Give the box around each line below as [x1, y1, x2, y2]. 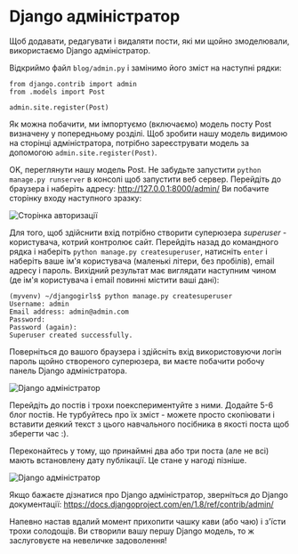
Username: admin [9, 299, 69, 308]
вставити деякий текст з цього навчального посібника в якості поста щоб [9, 419, 289, 429]
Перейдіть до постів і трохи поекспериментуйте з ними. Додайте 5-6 [9, 399, 274, 411]
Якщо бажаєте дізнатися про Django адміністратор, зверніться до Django [9, 489, 289, 500]
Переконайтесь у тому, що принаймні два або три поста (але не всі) [9, 445, 270, 456]
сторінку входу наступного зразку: [9, 192, 142, 203]
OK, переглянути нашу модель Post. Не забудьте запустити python [9, 164, 262, 175]
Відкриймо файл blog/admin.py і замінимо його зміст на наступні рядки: [9, 62, 282, 73]
